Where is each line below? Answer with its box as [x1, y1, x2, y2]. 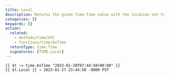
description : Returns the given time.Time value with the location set [5, 12, 158, 17]
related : [10, 30, 28, 35]
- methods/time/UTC [14, 35, 55, 40]
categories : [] [5, 16, 37, 21]
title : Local [5, 7, 33, 12]
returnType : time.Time [10, 44, 57, 49]
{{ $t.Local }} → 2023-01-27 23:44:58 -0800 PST [5, 67, 109, 72]
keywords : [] [5, 21, 33, 26]
